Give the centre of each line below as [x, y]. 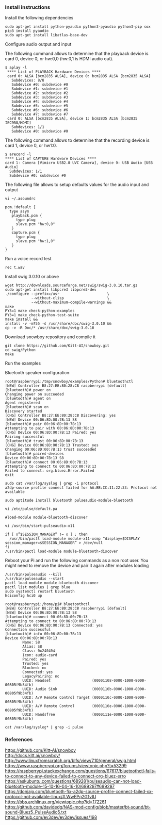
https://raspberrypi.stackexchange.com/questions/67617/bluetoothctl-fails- [81, 771]
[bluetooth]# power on [28, 390]
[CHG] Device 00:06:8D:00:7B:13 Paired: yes [51, 433]
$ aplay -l [16, 68]
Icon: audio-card [40, 655]
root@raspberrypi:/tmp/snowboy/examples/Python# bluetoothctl [69, 382]
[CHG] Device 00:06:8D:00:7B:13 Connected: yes [54, 626]
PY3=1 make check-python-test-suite [42, 315]
